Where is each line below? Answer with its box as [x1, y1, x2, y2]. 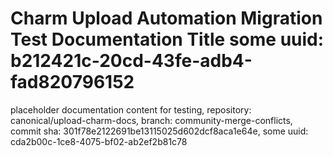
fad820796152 [10, 71, 135, 94]
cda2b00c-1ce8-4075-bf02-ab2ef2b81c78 [10, 135, 188, 147]
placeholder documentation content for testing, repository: [10, 103, 252, 116]
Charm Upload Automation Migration [10, 7, 323, 30]
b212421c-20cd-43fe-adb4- [10, 50, 253, 72]
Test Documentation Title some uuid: [10, 28, 325, 51]
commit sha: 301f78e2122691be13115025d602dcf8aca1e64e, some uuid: [10, 125, 309, 137]
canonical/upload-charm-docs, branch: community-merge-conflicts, [10, 114, 293, 126]
